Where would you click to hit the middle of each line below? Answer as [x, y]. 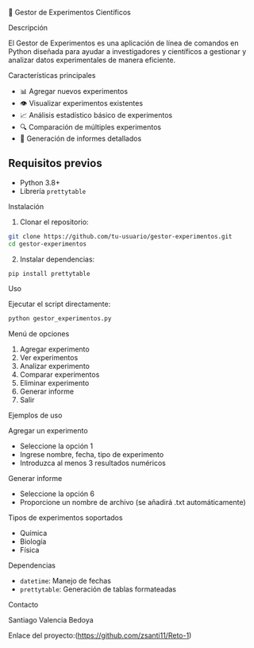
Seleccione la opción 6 [57, 494]
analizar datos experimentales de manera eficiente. [92, 60]
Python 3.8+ [40, 182]
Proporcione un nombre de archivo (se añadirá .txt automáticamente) [133, 502]
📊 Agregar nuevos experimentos [74, 91]
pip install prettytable [49, 274]
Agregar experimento [54, 349]
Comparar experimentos [60, 374]
